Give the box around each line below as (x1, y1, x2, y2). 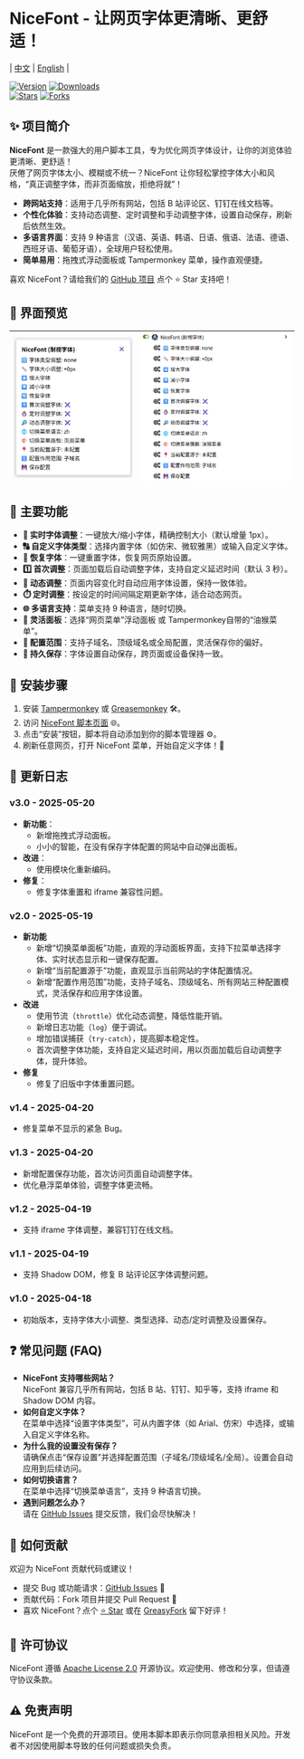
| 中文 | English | (9, 62, 70, 73)
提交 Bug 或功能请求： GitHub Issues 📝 (22, 1582, 166, 1593)
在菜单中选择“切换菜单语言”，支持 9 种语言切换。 (22, 1486, 206, 1496)
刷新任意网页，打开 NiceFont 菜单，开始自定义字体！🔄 (22, 740, 224, 751)
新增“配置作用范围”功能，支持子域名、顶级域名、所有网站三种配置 (35, 977, 281, 988)
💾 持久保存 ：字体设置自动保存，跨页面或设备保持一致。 (22, 648, 229, 659)
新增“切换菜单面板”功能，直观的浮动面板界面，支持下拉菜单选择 (35, 942, 273, 953)
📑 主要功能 (9, 503, 68, 519)
